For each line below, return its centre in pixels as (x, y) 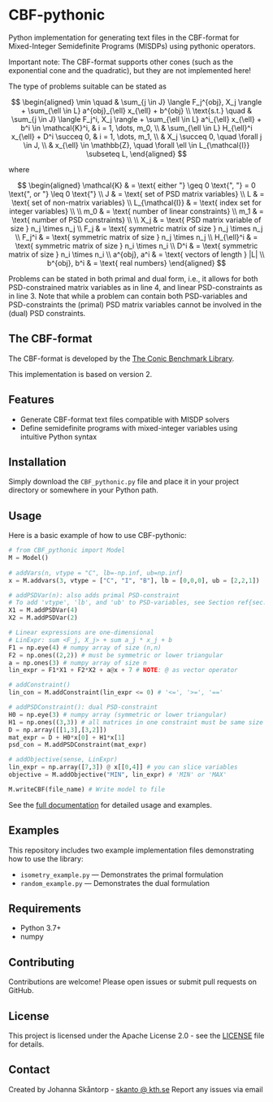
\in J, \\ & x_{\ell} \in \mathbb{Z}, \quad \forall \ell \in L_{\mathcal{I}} (136, 145)
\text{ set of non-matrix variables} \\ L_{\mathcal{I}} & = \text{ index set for (136, 202)
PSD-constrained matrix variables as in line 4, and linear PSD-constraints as (135, 287)
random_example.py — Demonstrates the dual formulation (115, 883)
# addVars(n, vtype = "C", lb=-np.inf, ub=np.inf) (96, 573)
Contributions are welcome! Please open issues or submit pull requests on (133, 982)
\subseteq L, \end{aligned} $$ (136, 154)
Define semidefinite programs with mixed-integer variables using (129, 427)
